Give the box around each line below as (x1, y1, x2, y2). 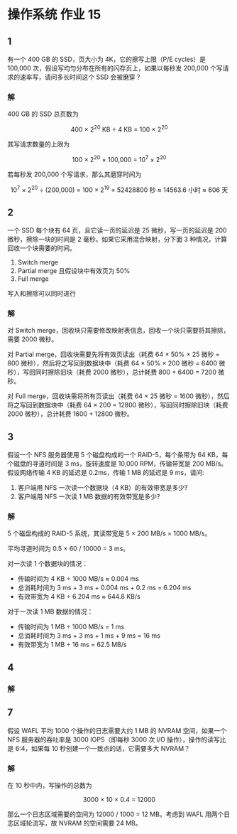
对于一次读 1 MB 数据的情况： (7, 607, 94, 616)
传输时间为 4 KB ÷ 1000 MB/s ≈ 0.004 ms (17, 574, 140, 583)
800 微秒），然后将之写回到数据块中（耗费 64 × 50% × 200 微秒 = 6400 (7, 359, 218, 368)
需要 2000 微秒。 (7, 335, 58, 343)
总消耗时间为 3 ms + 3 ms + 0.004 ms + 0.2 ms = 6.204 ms (17, 584, 192, 592)
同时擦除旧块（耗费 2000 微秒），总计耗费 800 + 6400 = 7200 (35, 368, 216, 377)
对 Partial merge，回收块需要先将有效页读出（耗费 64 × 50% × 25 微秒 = (7, 350, 220, 359)
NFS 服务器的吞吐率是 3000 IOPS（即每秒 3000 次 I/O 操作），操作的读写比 (7, 735, 226, 744)
